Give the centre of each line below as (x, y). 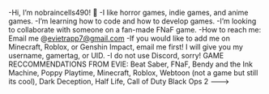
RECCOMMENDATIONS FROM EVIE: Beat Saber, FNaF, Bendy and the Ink (131, 64)
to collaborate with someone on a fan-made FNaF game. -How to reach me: (135, 30)
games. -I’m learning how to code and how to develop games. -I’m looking (132, 21)
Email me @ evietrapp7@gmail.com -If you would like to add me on (120, 38)
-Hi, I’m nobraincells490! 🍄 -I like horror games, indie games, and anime (128, 13)
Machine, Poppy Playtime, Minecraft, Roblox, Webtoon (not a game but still (133, 73)
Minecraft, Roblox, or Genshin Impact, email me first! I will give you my (126, 47)
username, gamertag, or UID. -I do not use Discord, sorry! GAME (116, 56)
